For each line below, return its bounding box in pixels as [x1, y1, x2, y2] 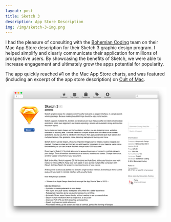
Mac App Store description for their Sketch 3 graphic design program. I [5, 45, 155, 51]
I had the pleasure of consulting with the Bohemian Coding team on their [5, 39, 159, 46]
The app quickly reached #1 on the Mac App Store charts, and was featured [5, 71, 165, 77]
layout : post [5, 8, 33, 13]
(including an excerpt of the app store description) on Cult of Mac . [5, 76, 145, 83]
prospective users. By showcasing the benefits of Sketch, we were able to [5, 55, 162, 62]
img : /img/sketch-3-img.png [5, 25, 66, 30]
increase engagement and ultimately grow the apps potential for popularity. [5, 61, 164, 67]
